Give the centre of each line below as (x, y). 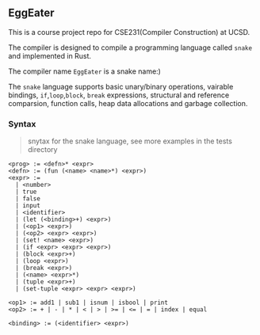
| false (28, 199)
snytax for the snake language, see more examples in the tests (130, 141)
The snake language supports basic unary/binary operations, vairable (121, 86)
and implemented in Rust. (50, 55)
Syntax (22, 124)
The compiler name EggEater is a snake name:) (84, 71)
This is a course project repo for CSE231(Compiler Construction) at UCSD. (129, 32)
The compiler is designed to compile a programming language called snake (130, 48)
